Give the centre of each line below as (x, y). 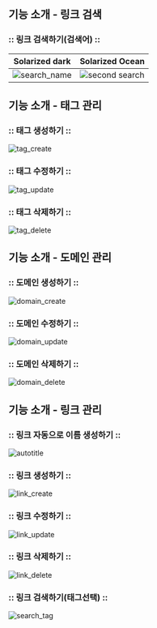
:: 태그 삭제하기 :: (40, 211)
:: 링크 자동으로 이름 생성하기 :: (65, 434)
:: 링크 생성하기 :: (40, 475)
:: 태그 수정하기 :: (40, 171)
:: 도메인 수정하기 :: (44, 323)
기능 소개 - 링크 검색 (55, 15)
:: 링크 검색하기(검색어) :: (55, 40)
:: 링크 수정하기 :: (40, 516)
